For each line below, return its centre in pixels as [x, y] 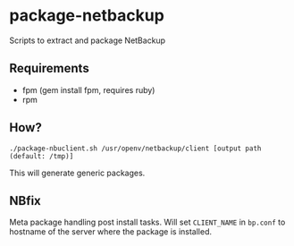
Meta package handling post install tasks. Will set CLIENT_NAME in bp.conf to [147, 222]
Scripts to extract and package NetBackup [88, 40]
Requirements [49, 68]
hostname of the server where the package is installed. [111, 232]
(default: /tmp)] [42, 156]
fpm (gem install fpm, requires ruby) [88, 89]
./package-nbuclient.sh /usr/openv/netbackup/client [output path [135, 148]
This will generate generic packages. [77, 173]
